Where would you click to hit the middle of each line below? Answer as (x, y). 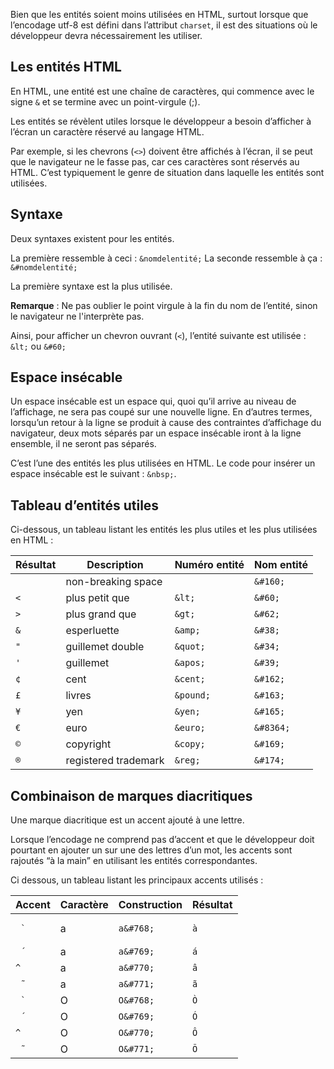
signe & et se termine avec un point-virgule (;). (105, 101)
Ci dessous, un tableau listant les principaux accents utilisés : (137, 880)
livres (78, 696)
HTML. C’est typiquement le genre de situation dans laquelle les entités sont (167, 172)
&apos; (190, 663)
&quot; (190, 647)
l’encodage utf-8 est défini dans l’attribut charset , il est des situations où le (164, 25)
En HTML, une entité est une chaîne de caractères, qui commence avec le (162, 91)
